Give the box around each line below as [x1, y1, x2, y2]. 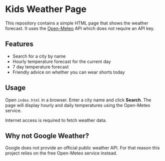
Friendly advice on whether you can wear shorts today [12, 69, 125, 75]
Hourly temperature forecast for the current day [12, 58, 111, 64]
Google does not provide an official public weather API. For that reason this [5, 145, 160, 151]
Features [5, 40, 33, 48]
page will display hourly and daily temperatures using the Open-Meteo [5, 102, 150, 108]
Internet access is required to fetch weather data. [5, 117, 107, 123]
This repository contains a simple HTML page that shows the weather [5, 20, 148, 26]
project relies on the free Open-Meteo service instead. [5, 150, 117, 156]
